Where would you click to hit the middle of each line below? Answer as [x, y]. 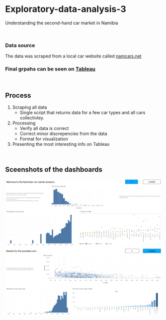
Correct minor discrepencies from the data [64, 134]
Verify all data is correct [44, 128]
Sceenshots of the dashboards [54, 169]
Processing [24, 123]
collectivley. [32, 118]
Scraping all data [30, 107]
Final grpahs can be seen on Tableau [50, 69]
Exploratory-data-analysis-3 [66, 9]
